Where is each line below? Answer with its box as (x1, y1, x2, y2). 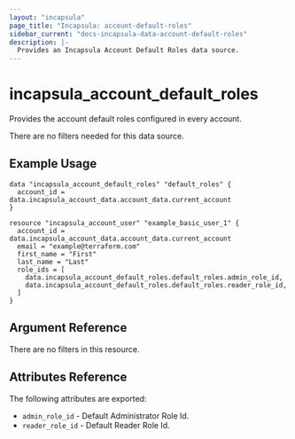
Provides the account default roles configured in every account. (9, 114, 242, 124)
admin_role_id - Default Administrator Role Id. (21, 410, 190, 421)
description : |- (9, 37, 69, 47)
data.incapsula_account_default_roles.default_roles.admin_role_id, (25, 272, 283, 282)
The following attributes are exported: (9, 393, 147, 404)
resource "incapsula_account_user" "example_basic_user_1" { (9, 218, 240, 227)
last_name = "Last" (17, 257, 89, 266)
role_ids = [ (17, 265, 66, 274)
